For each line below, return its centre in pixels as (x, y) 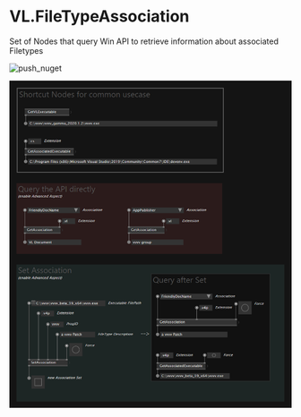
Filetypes (26, 50)
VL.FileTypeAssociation (99, 17)
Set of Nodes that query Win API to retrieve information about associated (144, 41)
